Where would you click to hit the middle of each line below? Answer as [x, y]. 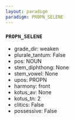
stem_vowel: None [36, 73]
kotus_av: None [33, 92]
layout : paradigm [27, 11]
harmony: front [32, 86]
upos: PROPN [30, 80]
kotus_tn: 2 [27, 98]
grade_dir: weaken [36, 49]
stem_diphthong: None [41, 67]
